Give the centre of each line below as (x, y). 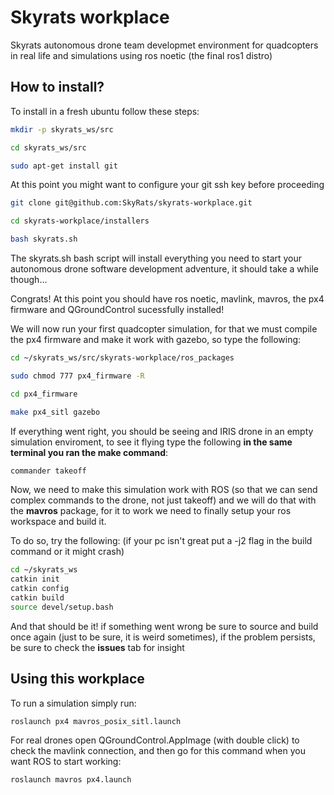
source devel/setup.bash (62, 607)
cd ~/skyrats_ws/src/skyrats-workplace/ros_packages (122, 358)
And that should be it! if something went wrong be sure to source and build (164, 626)
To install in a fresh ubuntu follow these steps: (105, 111)
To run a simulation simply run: (73, 703)
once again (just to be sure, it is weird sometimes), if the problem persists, (163, 637)
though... (29, 279)
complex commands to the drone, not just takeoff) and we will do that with (163, 500)
